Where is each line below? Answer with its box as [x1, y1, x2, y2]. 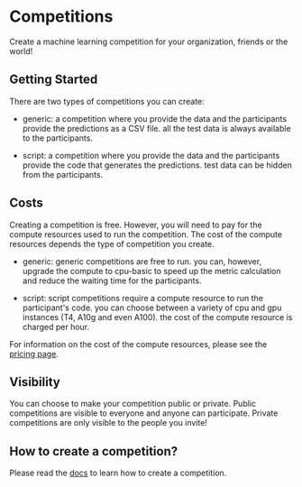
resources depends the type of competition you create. [9, 238, 215, 249]
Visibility [9, 374, 60, 390]
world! [9, 45, 33, 56]
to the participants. [22, 133, 93, 143]
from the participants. [22, 169, 104, 179]
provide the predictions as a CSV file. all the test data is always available [22, 123, 291, 133]
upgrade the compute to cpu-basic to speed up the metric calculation [22, 265, 281, 276]
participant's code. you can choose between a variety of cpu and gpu [22, 302, 282, 313]
